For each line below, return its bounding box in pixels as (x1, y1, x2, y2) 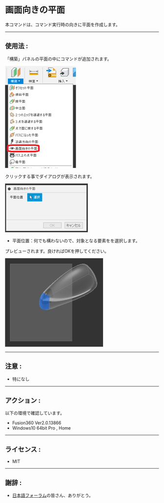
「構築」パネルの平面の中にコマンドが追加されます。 (5, 56, 112, 62)
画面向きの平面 (5, 4, 65, 16)
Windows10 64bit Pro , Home (12, 425, 71, 431)
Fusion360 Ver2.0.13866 (12, 420, 61, 426)
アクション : (5, 396, 41, 405)
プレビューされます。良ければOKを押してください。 (5, 248, 109, 254)
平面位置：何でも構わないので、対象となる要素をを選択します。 (12, 238, 140, 243)
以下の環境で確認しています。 (5, 410, 65, 416)
